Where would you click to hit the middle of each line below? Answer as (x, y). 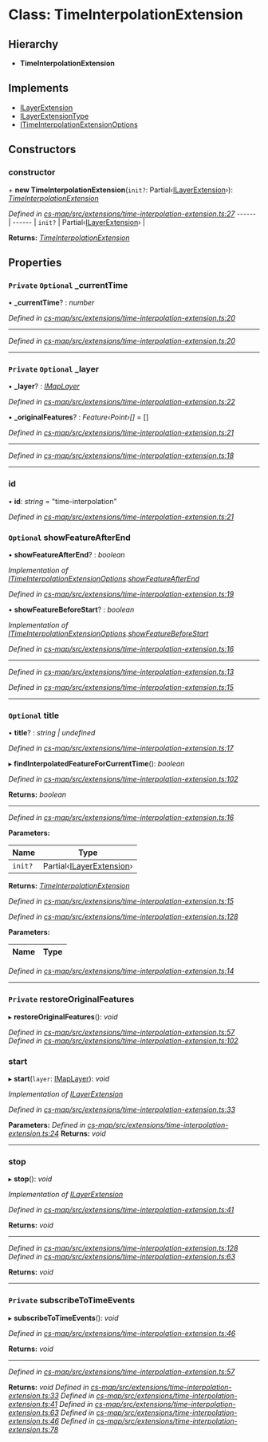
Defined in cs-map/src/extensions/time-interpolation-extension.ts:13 (121, 672)
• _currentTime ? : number (51, 303)
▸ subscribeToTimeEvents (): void (63, 1318)
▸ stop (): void (30, 1179)
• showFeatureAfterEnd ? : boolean (67, 555)
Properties (35, 262)
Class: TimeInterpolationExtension (126, 15)
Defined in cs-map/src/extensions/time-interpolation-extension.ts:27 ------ (132, 214)
